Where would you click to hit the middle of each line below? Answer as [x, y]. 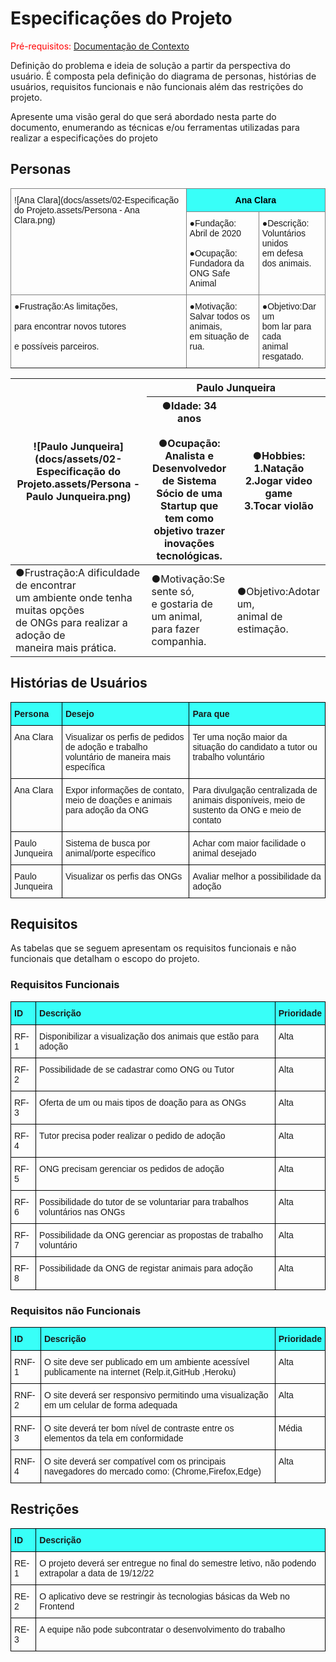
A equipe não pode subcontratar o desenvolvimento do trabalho [162, 1629]
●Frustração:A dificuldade [78, 572]
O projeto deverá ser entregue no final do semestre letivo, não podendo [178, 1563]
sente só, [173, 591]
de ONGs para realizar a [71, 622]
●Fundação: [213, 223]
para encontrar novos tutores [70, 326]
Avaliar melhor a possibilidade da [257, 876]
